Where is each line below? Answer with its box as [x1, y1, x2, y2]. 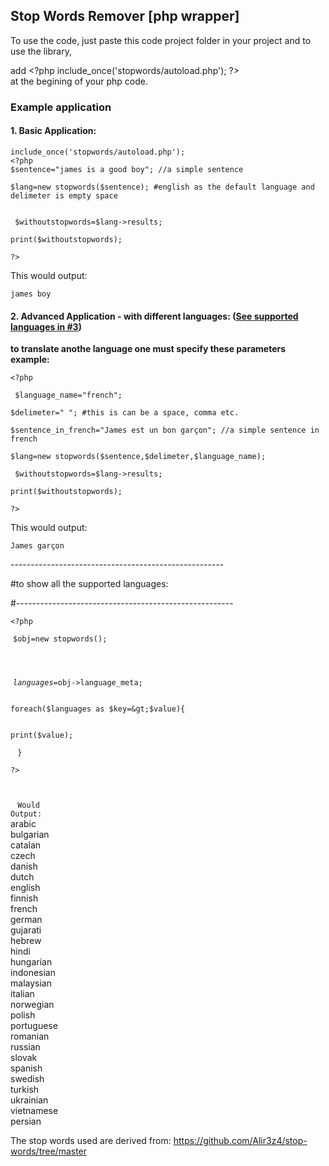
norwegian [10, 999, 55, 1011]
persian [10, 1115, 42, 1128]
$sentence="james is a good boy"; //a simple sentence [10, 164, 244, 174]
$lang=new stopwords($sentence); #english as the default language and [10, 182, 315, 192]
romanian [10, 1030, 50, 1043]
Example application [10, 100, 112, 114]
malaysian [10, 977, 52, 989]
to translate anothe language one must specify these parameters [10, 343, 287, 355]
